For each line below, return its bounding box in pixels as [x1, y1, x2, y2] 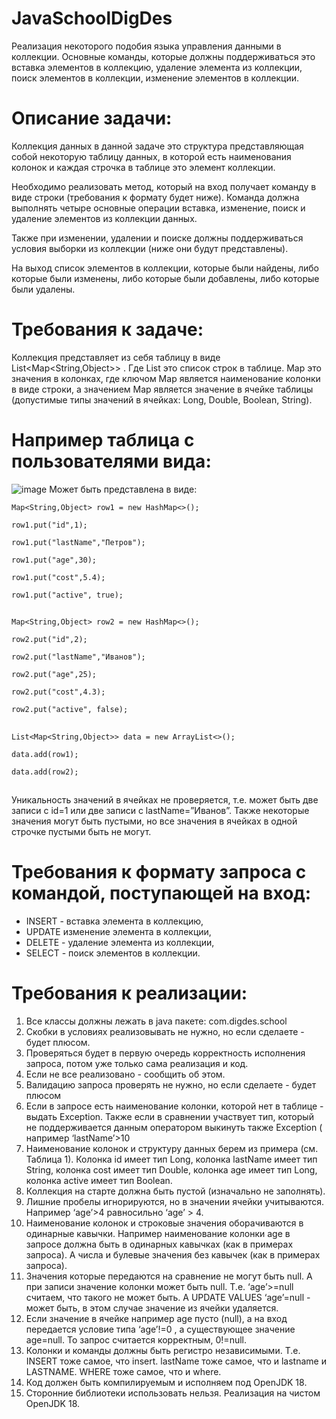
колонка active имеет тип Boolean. [25, 1174, 173, 1186]
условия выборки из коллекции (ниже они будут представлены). [11, 242, 289, 254]
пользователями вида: [11, 450, 212, 472]
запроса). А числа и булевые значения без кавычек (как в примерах [25, 1248, 321, 1261]
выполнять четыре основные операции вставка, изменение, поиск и [11, 202, 306, 214]
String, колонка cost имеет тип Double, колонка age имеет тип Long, [25, 1163, 318, 1176]
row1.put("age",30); [11, 555, 98, 565]
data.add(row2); [11, 767, 79, 777]
